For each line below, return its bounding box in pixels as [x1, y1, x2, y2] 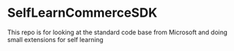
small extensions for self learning [7, 35, 104, 43]
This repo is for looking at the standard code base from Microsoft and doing [7, 28, 228, 36]
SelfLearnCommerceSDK [7, 5, 158, 21]
